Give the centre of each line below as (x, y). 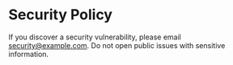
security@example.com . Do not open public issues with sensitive (117, 45)
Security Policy (61, 15)
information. (29, 54)
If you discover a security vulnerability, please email (95, 37)
